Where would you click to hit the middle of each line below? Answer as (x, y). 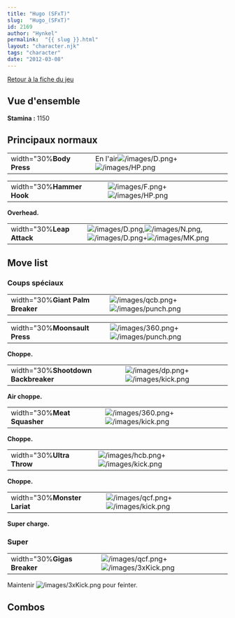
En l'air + (137, 159)
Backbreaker (33, 379)
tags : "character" (34, 53)
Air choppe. (25, 397)
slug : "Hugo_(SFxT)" (39, 20)
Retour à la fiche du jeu (41, 79)
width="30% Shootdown (51, 370)
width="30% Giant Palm (50, 300)
